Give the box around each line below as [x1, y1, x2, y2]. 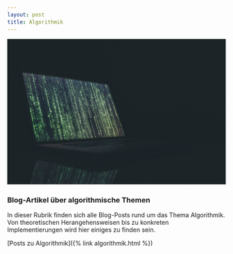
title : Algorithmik [7, 18, 64, 26]
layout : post [7, 11, 45, 18]
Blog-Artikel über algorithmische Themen [7, 195, 150, 205]
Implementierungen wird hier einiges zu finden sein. [7, 226, 156, 234]
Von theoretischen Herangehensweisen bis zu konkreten [7, 219, 169, 227]
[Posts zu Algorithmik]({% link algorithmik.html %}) [7, 239, 153, 248]
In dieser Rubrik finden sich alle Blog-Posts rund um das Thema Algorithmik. [7, 211, 225, 219]
